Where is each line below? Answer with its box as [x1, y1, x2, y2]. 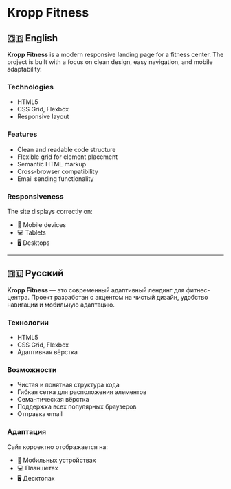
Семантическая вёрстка [16, 395, 89, 404]
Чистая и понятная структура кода [16, 380, 120, 389]
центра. [7, 293, 30, 301]
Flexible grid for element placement [16, 153, 118, 161]
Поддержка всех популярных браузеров [16, 402, 137, 411]
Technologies [7, 82, 54, 91]
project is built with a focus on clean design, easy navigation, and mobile [7, 58, 213, 66]
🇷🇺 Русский [7, 268, 64, 279]
